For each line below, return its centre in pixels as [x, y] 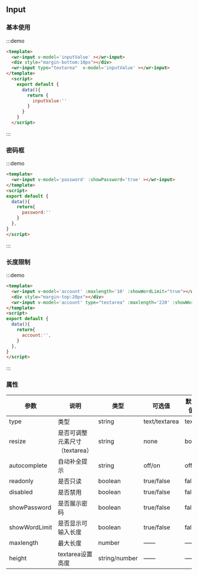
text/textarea [161, 421]
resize [18, 441]
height [18, 558]
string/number [118, 558]
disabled [21, 492]
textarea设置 [75, 554]
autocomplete [28, 466]
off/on [152, 466]
